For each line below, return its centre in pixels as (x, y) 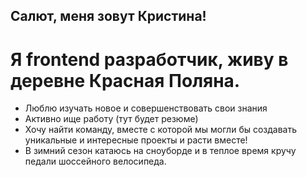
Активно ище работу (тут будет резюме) (111, 119)
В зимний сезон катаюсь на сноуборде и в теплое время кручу (160, 151)
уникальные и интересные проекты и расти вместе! (136, 140)
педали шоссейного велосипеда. (95, 161)
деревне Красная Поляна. (125, 80)
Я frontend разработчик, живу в (149, 59)
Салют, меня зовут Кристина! (108, 16)
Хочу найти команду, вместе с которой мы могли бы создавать (161, 130)
